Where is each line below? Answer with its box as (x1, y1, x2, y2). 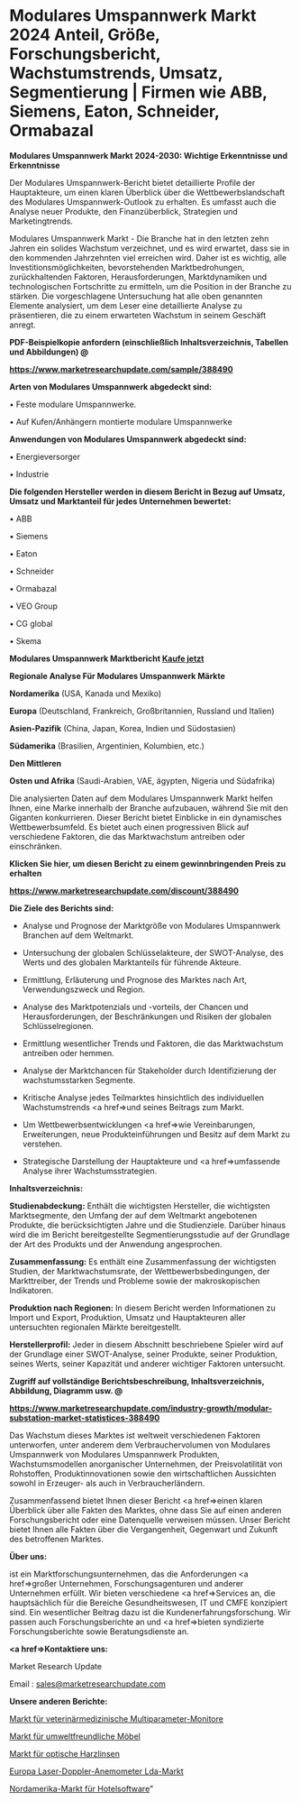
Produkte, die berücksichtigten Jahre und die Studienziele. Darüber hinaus (9, 1219, 286, 1230)
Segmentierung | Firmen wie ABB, (9, 82, 268, 103)
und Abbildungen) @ (9, 346, 89, 357)
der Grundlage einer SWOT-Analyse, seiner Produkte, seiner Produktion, (9, 1348, 277, 1359)
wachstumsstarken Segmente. (22, 1074, 136, 1085)
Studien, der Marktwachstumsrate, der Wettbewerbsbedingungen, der (9, 1265, 270, 1276)
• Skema (9, 635, 42, 646)
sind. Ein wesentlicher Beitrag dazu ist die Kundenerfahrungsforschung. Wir (9, 1606, 291, 1617)
